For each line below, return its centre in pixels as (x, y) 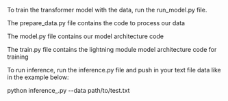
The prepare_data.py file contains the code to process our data (96, 23)
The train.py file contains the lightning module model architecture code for (112, 49)
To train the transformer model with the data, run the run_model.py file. (107, 10)
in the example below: (38, 77)
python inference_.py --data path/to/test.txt (68, 90)
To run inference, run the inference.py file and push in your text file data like (114, 70)
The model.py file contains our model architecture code (86, 36)
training (18, 57)
